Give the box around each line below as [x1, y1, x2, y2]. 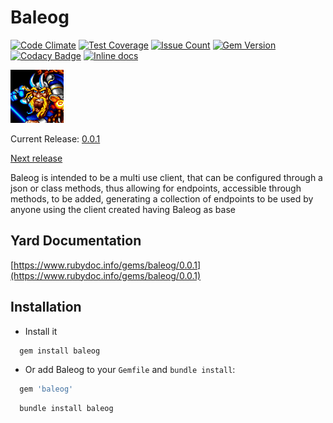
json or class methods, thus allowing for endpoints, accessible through [10, 182, 302, 194]
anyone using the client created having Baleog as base [10, 203, 236, 215]
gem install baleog [19, 346, 101, 356]
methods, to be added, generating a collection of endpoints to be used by [10, 192, 314, 205]
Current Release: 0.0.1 [10, 132, 101, 145]
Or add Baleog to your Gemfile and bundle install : [24, 364, 236, 376]
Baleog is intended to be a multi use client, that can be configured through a [10, 171, 323, 183]
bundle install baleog [19, 404, 114, 414]
